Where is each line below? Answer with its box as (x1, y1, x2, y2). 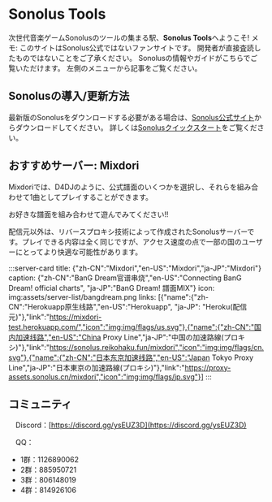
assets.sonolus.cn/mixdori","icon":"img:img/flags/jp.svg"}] (8, 371, 205, 382)
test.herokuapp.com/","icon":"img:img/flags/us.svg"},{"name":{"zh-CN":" (8, 322, 255, 331)
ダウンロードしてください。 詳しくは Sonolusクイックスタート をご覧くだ (15, 123, 257, 132)
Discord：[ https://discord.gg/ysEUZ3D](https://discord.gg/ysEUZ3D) (15, 420, 247, 431)
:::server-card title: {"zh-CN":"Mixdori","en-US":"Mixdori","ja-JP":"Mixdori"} (8, 263, 262, 273)
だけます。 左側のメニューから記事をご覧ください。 (29, 63, 202, 73)
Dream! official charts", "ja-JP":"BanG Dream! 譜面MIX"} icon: (8, 283, 215, 292)
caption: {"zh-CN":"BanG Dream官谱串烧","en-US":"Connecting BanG (8, 273, 242, 283)
